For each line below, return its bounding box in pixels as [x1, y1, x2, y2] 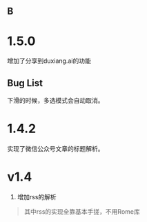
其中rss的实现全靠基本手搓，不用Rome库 [23, 208, 140, 216]
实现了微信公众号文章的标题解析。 [7, 145, 104, 153]
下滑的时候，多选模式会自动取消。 [7, 97, 104, 105]
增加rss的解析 [17, 193, 57, 201]
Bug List [7, 77, 43, 89]
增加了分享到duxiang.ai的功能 [7, 57, 91, 65]
